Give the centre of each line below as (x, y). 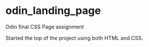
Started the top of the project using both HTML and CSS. (74, 38)
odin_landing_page (53, 11)
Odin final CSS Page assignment (45, 27)
